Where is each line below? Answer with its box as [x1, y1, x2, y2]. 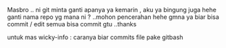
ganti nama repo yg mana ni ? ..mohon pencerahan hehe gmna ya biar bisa [7, 13, 219, 21]
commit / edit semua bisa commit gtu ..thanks [7, 20, 136, 28]
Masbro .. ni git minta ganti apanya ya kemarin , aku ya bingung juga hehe [7, 6, 217, 14]
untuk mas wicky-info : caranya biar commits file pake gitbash [7, 33, 184, 41]
